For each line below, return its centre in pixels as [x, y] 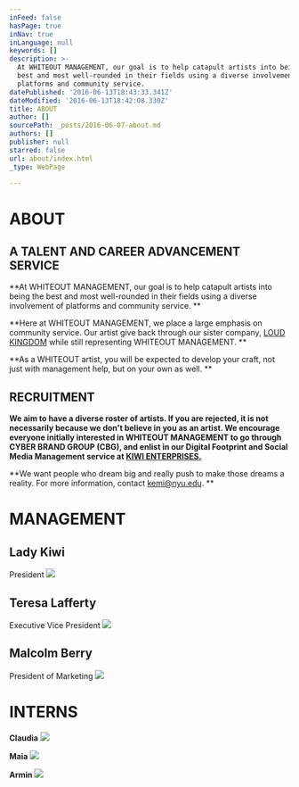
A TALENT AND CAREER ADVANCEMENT [125, 251]
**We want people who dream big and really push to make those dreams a [147, 474]
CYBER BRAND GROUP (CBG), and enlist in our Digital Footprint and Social [149, 447]
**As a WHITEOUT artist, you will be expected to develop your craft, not [142, 360]
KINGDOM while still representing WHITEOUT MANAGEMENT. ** [128, 342]
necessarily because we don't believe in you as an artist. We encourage [145, 428]
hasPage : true [36, 26]
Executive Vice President [55, 625]
